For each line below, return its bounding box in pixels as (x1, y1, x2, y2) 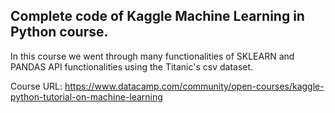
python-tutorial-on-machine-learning (10, 90, 163, 103)
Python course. (10, 24, 109, 41)
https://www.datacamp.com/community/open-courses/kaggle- (64, 80, 325, 92)
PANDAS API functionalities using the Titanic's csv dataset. (10, 60, 254, 73)
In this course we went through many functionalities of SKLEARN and (10, 50, 295, 62)
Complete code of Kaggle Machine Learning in (10, 8, 305, 25)
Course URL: (10, 80, 63, 92)
